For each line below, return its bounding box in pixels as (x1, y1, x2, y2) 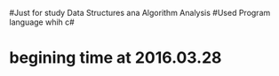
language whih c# (9, 17, 76, 27)
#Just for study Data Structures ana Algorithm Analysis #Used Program (9, 8, 271, 18)
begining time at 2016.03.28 (9, 48, 222, 68)
